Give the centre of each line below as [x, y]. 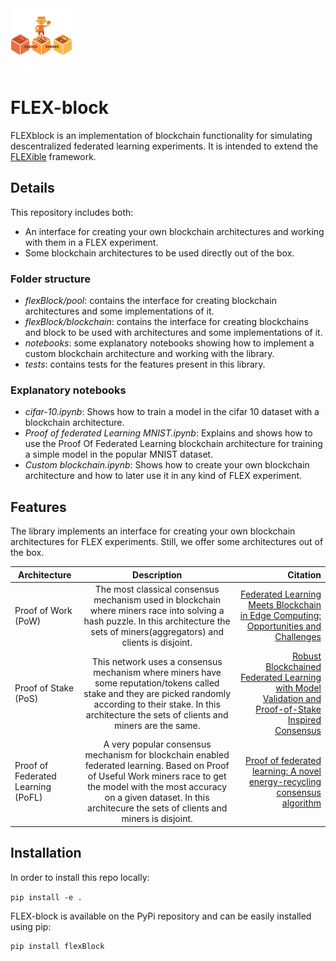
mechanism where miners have [157, 672]
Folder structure [50, 279]
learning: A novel [286, 771]
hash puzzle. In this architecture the [157, 621]
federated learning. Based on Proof [157, 766]
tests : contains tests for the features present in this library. [145, 364]
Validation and [292, 699]
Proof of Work [43, 610]
